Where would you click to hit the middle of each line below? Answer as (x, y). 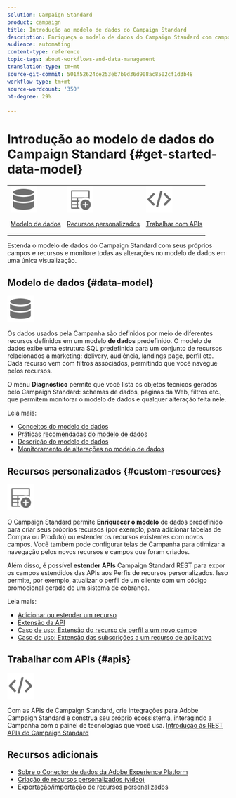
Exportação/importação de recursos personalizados (93, 787)
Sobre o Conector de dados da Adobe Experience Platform (103, 772)
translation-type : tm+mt (44, 67)
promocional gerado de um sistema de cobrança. (78, 588)
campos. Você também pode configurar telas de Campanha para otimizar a (116, 544)
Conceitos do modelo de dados (63, 427)
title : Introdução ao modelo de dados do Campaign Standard (97, 30)
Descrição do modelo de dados (63, 442)
